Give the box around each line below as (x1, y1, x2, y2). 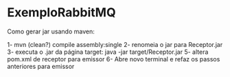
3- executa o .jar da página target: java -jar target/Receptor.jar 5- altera (7, 48, 209, 56)
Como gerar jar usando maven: (7, 27, 95, 35)
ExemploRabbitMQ (7, 5, 116, 20)
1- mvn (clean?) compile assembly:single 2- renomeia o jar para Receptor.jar (7, 40, 223, 48)
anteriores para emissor (7, 62, 75, 70)
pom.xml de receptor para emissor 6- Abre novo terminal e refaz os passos (7, 55, 220, 63)
